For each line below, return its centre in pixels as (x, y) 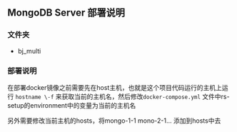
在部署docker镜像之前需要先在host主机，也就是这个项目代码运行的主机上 (115, 87)
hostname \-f (35, 97)
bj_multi (29, 51)
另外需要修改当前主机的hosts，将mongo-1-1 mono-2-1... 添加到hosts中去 (114, 121)
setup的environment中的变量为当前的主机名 (72, 105)
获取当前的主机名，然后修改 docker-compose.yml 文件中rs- (146, 96)
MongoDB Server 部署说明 (66, 13)
